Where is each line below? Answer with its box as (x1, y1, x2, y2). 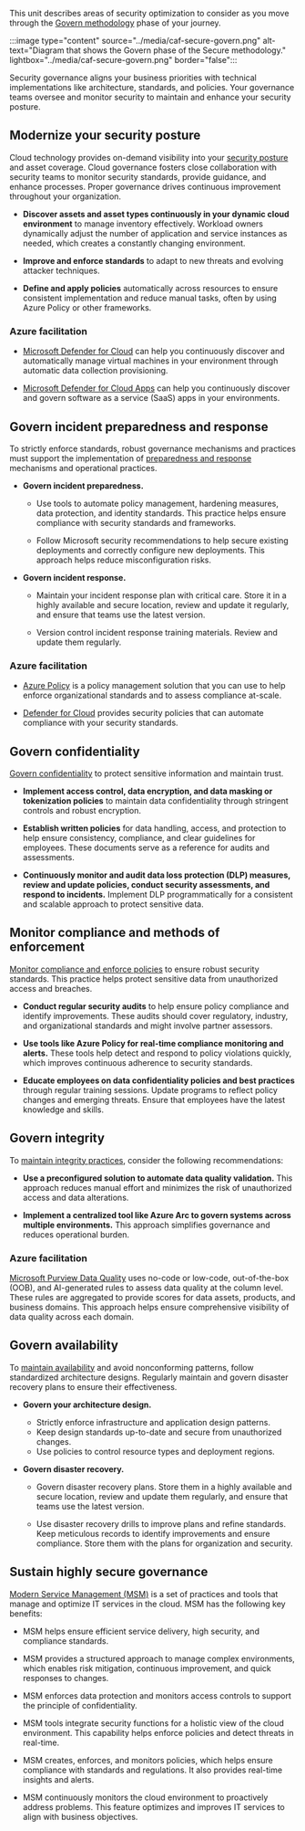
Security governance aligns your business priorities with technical (9, 72, 258, 83)
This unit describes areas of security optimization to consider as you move (9, 8, 290, 18)
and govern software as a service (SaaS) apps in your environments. (22, 393, 280, 404)
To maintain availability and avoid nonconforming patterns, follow (9, 1362, 254, 1373)
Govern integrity (9, 1131, 105, 1146)
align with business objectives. (22, 1811, 138, 1822)
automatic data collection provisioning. (22, 365, 168, 376)
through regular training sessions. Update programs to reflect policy (22, 1084, 278, 1095)
